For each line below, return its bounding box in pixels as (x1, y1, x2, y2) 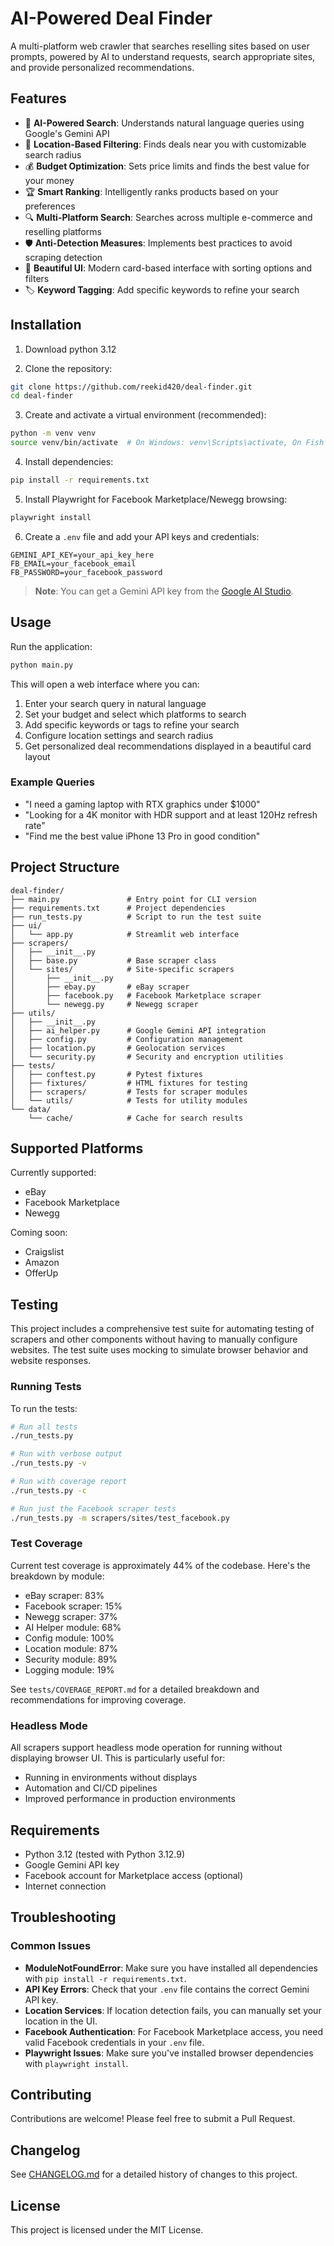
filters (24, 272, 50, 284)
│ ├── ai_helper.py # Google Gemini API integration (10, 1025, 267, 1036)
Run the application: (10, 640, 93, 652)
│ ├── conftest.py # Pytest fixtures (10, 1069, 203, 1079)
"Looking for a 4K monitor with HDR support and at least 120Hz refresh (24, 808, 318, 821)
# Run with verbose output (10, 1449, 123, 1459)
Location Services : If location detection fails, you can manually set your (24, 2004, 322, 2016)
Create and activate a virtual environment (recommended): (24, 409, 267, 421)
